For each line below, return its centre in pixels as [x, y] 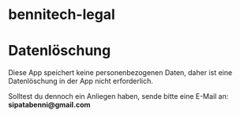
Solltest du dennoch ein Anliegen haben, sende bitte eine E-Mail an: [118, 96]
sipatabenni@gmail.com [49, 105]
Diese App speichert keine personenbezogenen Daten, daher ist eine [120, 73]
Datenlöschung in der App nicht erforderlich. [81, 81]
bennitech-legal [62, 15]
